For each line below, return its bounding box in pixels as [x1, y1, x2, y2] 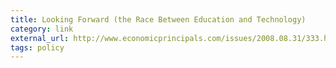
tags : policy [10, 42, 65, 53]
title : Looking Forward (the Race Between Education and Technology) [10, 14, 307, 25]
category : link [10, 24, 74, 34]
